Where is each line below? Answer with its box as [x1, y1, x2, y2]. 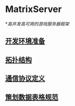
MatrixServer [5, 4, 62, 15]
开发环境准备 [5, 37, 45, 46]
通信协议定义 [5, 74, 45, 83]
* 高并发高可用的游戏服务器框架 [5, 21, 69, 27]
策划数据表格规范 [5, 93, 58, 101]
